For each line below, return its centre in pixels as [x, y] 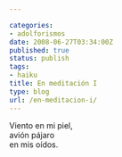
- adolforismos [37, 33]
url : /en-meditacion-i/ [53, 100]
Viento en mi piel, [41, 125]
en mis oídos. [34, 145]
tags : [19, 67]
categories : [31, 25]
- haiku [24, 75]
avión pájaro [32, 135]
